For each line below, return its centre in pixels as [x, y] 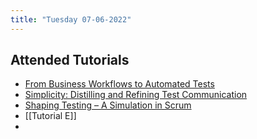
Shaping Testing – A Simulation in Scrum [108, 105]
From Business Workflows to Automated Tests [119, 84]
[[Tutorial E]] [50, 116]
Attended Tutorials [70, 60]
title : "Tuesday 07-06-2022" [71, 19]
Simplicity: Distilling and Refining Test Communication [136, 95]
